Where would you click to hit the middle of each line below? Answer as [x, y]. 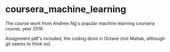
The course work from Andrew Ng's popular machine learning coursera [80, 23]
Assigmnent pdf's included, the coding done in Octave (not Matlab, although [85, 38]
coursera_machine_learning [66, 9]
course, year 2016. [25, 28]
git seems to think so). [28, 43]
